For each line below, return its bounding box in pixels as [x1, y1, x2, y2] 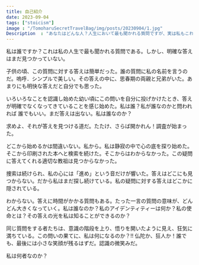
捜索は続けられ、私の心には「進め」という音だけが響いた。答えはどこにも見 [6, 170, 193, 177]
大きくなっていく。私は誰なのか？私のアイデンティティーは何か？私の [16, 205, 187, 212]
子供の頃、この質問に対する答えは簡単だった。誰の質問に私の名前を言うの [6, 68, 188, 75]
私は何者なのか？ [6, 253, 48, 260]
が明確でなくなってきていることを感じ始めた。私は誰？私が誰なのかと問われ [6, 103, 192, 110]
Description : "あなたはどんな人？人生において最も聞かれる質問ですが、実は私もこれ [6, 31, 194, 37]
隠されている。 [6, 185, 43, 192]
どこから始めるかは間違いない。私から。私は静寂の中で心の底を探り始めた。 [6, 143, 193, 150]
